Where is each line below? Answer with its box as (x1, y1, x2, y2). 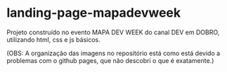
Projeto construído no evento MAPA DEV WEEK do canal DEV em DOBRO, (6, 28, 220, 36)
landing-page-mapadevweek (6, 5, 181, 21)
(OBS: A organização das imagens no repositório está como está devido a (6, 49, 221, 57)
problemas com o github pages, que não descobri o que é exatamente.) (6, 56, 214, 64)
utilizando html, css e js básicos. (6, 35, 100, 43)
